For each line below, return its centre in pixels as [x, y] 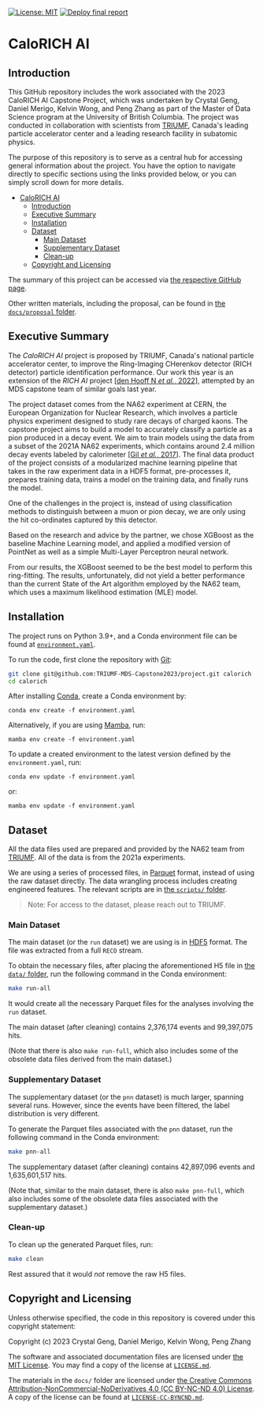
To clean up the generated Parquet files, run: [81, 1244]
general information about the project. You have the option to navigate [122, 166]
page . [18, 288]
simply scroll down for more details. [66, 182]
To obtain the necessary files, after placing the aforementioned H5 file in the [132, 966]
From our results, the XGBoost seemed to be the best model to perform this [130, 567]
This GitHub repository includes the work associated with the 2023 [117, 92]
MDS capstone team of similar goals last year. [83, 389]
